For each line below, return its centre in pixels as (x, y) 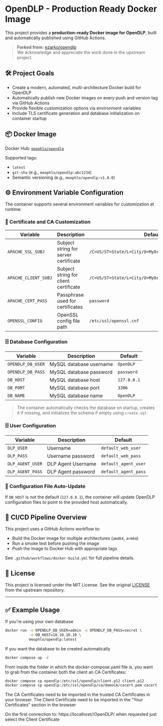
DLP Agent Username (72, 464)
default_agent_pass (123, 472)
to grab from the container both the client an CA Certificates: (66, 672)
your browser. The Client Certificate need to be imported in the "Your (74, 700)
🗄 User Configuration (31, 426)
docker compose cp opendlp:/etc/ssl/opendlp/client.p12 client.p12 (75, 681)
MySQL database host (75, 380)
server (64, 254)
